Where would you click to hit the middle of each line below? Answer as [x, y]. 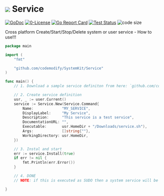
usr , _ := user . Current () [40, 99]
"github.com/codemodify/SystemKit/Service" [59, 68]
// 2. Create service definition [48, 95]
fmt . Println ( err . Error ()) [49, 163]
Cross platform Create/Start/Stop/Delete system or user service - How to [79, 32]
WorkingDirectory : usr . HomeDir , [56, 136]
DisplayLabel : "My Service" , [57, 113]
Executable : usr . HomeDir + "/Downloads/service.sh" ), [85, 127]
